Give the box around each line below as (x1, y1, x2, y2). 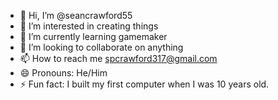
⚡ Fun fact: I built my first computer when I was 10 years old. (19, 78, 270, 90)
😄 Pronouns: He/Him (19, 67, 108, 79)
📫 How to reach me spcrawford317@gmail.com (19, 53, 218, 64)
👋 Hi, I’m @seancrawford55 (19, 10, 133, 21)
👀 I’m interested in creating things (19, 20, 159, 32)
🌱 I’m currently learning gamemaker (19, 31, 168, 42)
